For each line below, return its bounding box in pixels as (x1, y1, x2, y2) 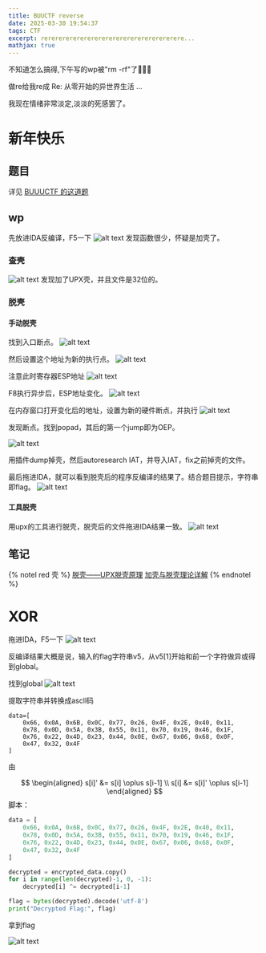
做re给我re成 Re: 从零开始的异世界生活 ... (8, 82, 143, 91)
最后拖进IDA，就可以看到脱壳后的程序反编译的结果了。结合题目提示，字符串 (8, 472, 259, 482)
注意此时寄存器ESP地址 (8, 371, 86, 381)
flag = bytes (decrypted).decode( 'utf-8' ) (8, 898, 149, 906)
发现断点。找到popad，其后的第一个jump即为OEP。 (8, 423, 179, 432)
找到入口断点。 (8, 338, 58, 347)
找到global (8, 679, 43, 688)
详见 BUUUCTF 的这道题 (8, 187, 89, 197)
